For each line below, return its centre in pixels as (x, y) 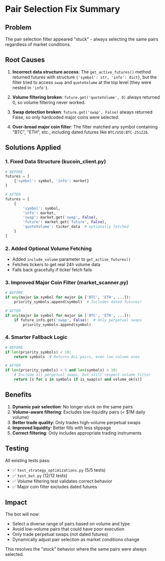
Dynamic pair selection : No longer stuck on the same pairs (72, 406)
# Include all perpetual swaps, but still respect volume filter (82, 375)
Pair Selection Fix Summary (63, 9)
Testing (17, 449)
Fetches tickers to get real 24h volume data (56, 265)
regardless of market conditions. (38, 44)
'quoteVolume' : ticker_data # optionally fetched (76, 227)
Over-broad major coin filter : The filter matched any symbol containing (85, 126)
